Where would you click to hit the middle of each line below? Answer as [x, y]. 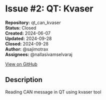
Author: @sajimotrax [27, 49]
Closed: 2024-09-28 [27, 43]
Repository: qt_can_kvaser [33, 22]
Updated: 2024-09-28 [28, 38]
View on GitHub [21, 64]
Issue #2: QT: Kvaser [49, 9]
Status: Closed [21, 27]
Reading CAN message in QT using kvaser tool [53, 92]
